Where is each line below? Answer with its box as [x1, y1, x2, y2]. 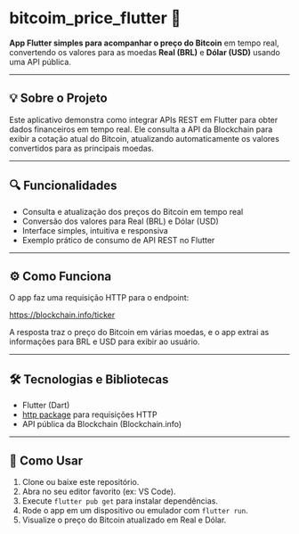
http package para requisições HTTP [21, 409, 158, 420]
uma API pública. [9, 56, 71, 67]
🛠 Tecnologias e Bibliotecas [9, 372, 169, 387]
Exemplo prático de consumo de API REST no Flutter [21, 234, 215, 245]
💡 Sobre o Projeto [9, 91, 109, 106]
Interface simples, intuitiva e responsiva [21, 225, 169, 235]
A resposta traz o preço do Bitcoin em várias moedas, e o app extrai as [9, 327, 270, 338]
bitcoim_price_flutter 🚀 [9, 8, 182, 29]
